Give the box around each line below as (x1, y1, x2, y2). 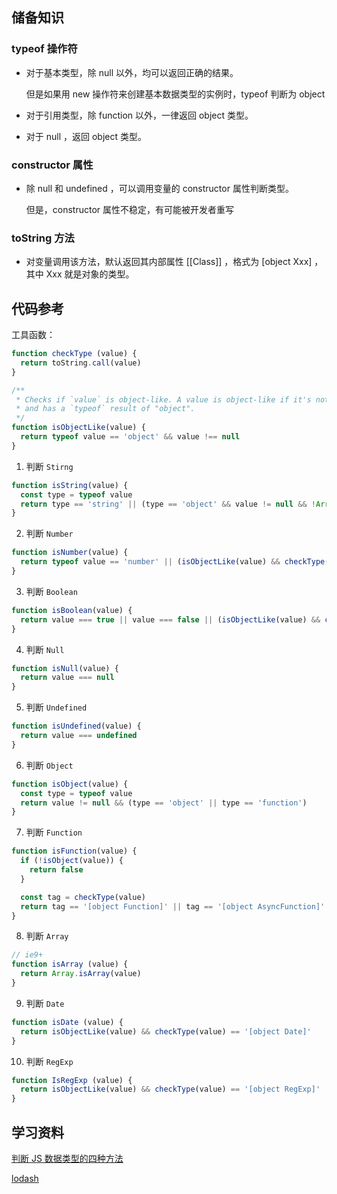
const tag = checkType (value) (20, 892, 146, 902)
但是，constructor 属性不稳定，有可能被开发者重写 (25, 203, 235, 215)
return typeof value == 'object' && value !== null (20, 432, 241, 442)
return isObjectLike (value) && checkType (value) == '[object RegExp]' (20, 1084, 321, 1095)
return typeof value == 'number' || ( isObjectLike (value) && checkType (20, 557, 326, 567)
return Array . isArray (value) (20, 969, 142, 979)
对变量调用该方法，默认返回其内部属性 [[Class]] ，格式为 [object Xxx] (25, 256, 313, 268)
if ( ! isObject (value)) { (20, 856, 124, 866)
